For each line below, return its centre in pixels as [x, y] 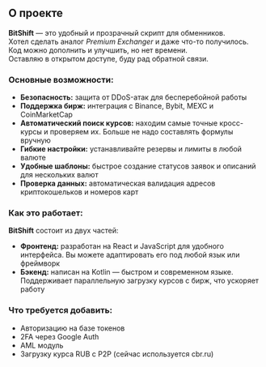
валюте [33, 158]
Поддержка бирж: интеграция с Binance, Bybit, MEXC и [117, 106]
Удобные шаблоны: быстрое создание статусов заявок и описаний [138, 166]
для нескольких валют [59, 175]
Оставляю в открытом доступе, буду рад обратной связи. [108, 58]
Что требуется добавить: [61, 310]
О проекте [36, 13]
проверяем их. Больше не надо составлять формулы [141, 132]
